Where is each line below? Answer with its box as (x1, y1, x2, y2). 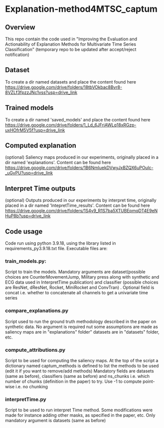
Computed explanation (5, 142, 77, 150)
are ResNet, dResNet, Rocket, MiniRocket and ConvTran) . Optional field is (5, 285, 154, 290)
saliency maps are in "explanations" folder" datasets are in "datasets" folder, (5, 329, 160, 335)
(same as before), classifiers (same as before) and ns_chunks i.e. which (5, 373, 150, 379)
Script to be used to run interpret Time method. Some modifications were (5, 407, 153, 413)
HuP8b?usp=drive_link (5, 213, 51, 219)
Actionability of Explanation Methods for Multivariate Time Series (5, 41, 136, 47)
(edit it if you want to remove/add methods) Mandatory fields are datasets (5, 368, 154, 374)
